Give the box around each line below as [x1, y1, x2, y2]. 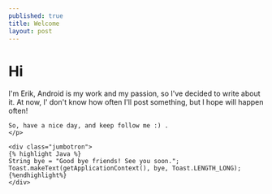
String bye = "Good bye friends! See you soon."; [8, 157, 180, 166]
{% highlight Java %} [8, 150, 82, 158]
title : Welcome [8, 19, 60, 28]
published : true [8, 11, 63, 20]
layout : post [8, 27, 53, 35]
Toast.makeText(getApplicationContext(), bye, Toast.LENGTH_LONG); [8, 164, 242, 173]
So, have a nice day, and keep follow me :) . [8, 122, 169, 130]
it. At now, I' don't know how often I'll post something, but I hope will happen [8, 97, 264, 107]
